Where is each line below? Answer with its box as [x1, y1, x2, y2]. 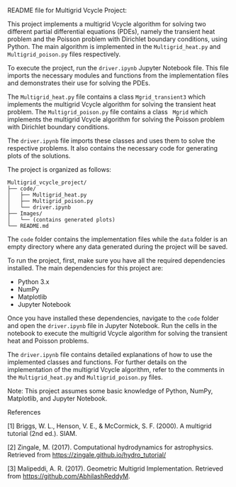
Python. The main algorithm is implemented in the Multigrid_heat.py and [7, 43, 221, 50]
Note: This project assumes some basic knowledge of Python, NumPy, [7, 387, 213, 395]
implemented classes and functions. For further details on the [7, 358, 187, 366]
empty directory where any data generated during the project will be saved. [7, 243, 228, 251]
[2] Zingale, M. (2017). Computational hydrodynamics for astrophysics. [7, 443, 214, 452]
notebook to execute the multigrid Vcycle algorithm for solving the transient [7, 329, 228, 337]
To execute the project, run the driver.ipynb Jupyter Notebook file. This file [7, 64, 229, 72]
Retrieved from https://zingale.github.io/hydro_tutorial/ [7, 451, 167, 459]
